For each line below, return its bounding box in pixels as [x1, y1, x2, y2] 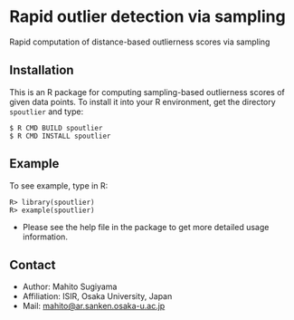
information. [22, 231, 68, 242]
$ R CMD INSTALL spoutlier [9, 131, 111, 141]
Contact [9, 257, 56, 273]
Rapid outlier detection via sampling [9, 6, 287, 27]
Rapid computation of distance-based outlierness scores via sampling [9, 36, 270, 47]
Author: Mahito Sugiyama [22, 281, 118, 292]
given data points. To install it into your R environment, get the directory [9, 96, 276, 107]
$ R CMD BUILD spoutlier [9, 123, 103, 132]
